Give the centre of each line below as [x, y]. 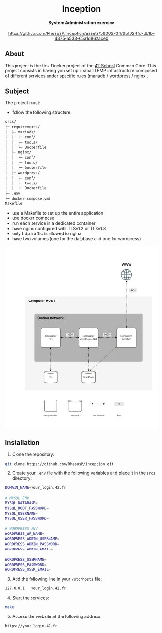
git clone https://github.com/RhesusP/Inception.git [59, 464]
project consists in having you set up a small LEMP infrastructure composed [81, 71]
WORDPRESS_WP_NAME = [25, 534]
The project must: [23, 103]
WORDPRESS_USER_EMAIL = [28, 570]
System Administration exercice [81, 22]
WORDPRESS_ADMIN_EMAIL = [29, 549]
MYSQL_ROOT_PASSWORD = [27, 508]
